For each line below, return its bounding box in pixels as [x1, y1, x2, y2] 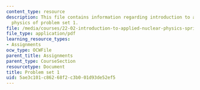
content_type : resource [6, 8, 65, 15]
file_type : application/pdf [6, 31, 76, 37]
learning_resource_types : [6, 36, 70, 42]
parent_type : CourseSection [6, 58, 76, 64]
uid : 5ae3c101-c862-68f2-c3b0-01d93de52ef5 [6, 75, 116, 81]
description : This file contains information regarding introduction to [6, 14, 190, 20]
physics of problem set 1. [11, 20, 79, 25]
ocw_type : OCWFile [6, 47, 52, 53]
